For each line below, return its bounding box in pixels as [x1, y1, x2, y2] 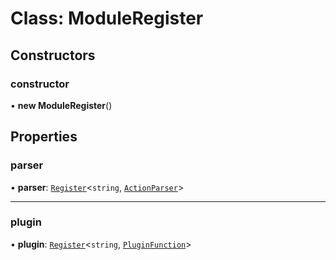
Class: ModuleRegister [10, 7, 204, 30]
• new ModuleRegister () [10, 99, 113, 111]
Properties [10, 128, 78, 146]
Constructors [10, 47, 96, 64]
